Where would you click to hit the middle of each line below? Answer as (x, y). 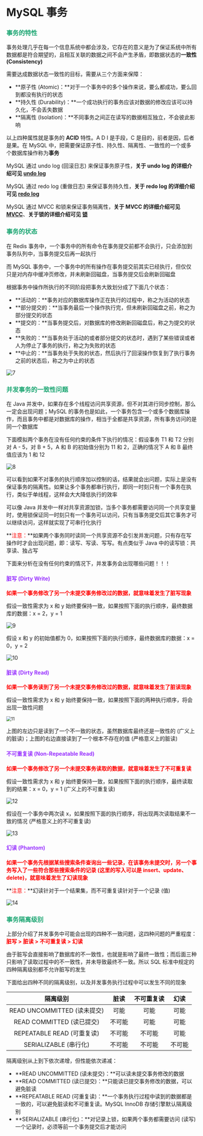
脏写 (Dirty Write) (28, 578)
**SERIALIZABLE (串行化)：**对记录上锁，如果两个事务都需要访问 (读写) (105, 1119)
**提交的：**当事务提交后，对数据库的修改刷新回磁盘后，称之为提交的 (102, 323)
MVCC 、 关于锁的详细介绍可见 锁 (47, 214)
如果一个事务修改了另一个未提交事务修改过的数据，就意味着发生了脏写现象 (99, 593)
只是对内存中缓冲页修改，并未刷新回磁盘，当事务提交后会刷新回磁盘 (91, 274)
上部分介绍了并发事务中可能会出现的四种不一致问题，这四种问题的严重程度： (101, 934)
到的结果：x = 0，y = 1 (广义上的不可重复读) (61, 788)
